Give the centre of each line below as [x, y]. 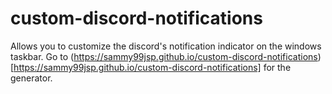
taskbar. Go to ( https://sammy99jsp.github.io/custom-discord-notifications [164, 56]
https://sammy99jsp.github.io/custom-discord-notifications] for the [152, 67]
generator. [31, 78]
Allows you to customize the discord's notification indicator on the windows [166, 46]
